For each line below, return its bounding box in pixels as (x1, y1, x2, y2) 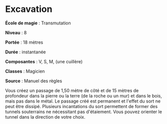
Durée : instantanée (5, 49, 46, 55)
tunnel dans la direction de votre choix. (5, 114, 85, 120)
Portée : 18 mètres (5, 39, 43, 45)
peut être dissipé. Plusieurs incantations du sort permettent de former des (5, 103, 158, 109)
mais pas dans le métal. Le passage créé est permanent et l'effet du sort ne (5, 98, 161, 104)
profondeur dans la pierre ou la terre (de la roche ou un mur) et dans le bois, (5, 93, 162, 99)
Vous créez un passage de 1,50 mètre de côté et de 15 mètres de (5, 87, 139, 93)
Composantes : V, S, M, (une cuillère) (5, 58, 83, 64)
